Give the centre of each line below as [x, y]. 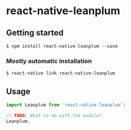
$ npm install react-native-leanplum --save [62, 46]
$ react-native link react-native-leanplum [61, 73]
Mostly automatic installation [49, 61]
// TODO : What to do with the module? [54, 116]
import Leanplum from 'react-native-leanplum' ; [66, 105]
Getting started [35, 33]
